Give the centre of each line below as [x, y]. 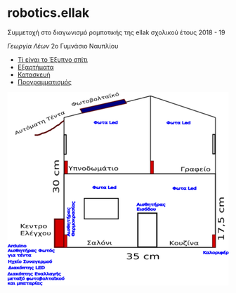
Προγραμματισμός [45, 82]
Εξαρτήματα [35, 67]
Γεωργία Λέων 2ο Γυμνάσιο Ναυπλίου [63, 46]
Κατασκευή [34, 74]
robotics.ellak [48, 13]
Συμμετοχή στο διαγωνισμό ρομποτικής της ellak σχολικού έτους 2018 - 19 [116, 32]
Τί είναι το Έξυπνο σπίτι [52, 59]
